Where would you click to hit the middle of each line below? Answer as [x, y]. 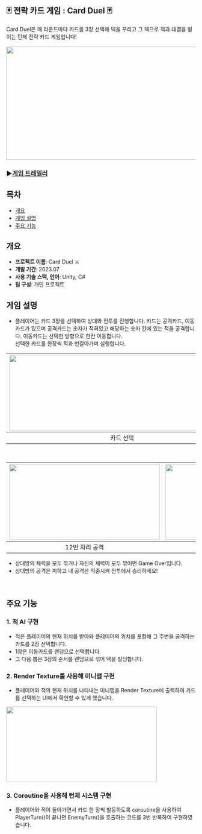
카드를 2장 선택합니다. [41, 643]
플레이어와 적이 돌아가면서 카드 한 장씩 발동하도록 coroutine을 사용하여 [98, 810]
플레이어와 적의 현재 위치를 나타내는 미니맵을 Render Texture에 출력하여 [100, 690]
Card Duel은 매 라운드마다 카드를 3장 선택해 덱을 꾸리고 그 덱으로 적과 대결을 [96, 29]
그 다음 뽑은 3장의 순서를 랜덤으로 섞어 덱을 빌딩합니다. [79, 659]
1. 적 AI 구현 [23, 622]
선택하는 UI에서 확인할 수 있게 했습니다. [67, 698]
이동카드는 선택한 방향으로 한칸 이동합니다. [73, 336]
